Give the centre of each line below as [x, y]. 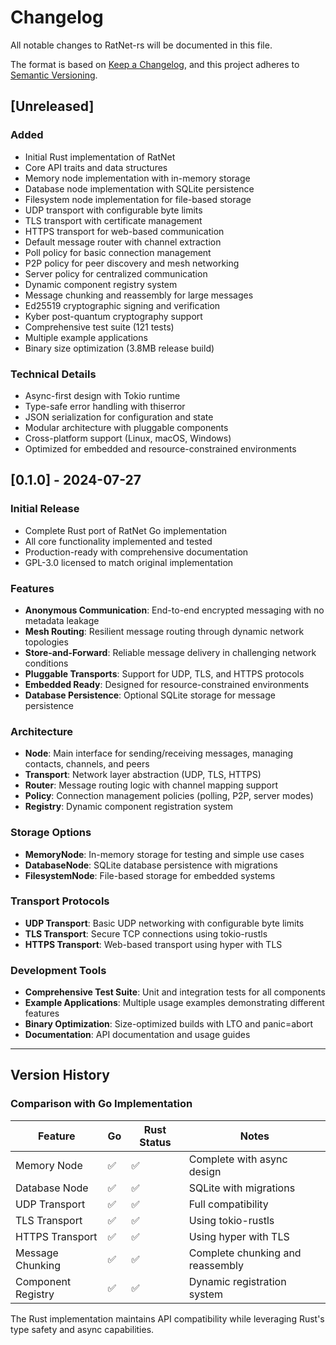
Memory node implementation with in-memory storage [137, 178]
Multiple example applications [86, 337]
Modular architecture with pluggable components [126, 427]
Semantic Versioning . [54, 75]
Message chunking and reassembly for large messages [139, 295]
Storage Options [51, 833]
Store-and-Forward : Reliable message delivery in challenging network [170, 652]
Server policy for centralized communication [116, 273]
